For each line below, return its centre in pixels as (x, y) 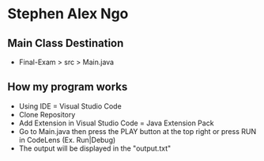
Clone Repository (47, 114)
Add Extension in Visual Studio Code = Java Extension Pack (116, 123)
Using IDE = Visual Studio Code (70, 106)
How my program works (68, 87)
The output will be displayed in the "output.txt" (95, 148)
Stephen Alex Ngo (68, 14)
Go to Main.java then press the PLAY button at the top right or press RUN (138, 131)
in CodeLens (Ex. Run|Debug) (67, 140)
